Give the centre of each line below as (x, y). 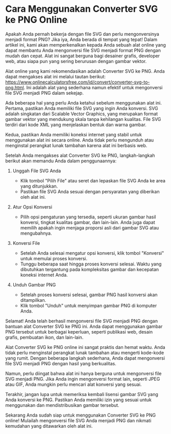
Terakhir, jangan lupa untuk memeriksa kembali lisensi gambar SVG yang (82, 394)
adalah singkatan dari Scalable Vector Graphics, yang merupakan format (82, 114)
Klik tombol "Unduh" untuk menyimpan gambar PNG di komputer (89, 305)
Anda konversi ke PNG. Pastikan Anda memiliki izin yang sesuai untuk (79, 400)
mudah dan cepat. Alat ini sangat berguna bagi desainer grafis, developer (82, 56)
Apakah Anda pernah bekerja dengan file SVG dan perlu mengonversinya (82, 34)
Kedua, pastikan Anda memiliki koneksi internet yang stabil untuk (74, 134)
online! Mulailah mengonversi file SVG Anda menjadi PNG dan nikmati (78, 420)
